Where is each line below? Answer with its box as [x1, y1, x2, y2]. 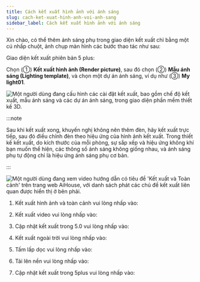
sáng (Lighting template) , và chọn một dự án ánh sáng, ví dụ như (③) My [6, 73, 190, 80]
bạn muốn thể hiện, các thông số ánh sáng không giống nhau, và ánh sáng [6, 145, 191, 153]
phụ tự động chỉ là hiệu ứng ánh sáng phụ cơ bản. [6, 152, 129, 159]
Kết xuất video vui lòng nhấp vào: [14, 211, 98, 218]
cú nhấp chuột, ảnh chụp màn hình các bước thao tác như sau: [6, 43, 160, 50]
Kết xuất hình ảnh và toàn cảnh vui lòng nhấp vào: [14, 199, 139, 207]
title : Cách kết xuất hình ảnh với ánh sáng [6, 8, 119, 15]
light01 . [6, 79, 25, 86]
